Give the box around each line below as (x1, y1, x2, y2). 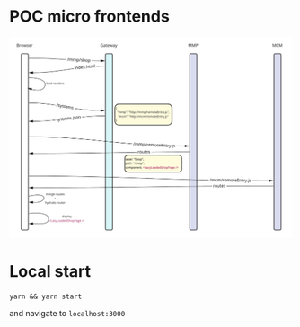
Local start (9, 261, 92, 281)
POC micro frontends (9, 6, 171, 27)
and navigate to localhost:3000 (9, 307, 126, 318)
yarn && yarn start (9, 292, 83, 301)
